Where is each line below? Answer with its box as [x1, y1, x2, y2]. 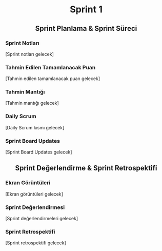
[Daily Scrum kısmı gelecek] [5, 124, 65, 130]
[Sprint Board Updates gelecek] [5, 149, 72, 155]
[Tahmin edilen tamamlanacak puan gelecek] [5, 75, 100, 82]
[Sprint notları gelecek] [5, 51, 54, 57]
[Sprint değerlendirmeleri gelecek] [5, 216, 78, 222]
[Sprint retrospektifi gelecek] [5, 240, 66, 246]
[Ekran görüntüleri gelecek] [5, 191, 63, 197]
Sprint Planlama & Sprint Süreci [35, 24, 137, 33]
